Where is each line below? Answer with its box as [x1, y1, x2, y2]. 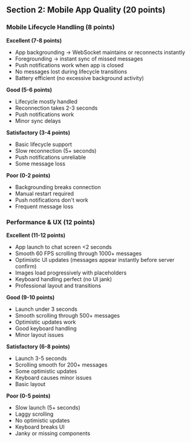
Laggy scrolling [15, 410, 54, 418]
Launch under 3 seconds [15, 305, 77, 313]
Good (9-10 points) [6, 293, 55, 301]
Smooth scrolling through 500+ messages [15, 311, 120, 319]
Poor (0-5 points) [6, 392, 51, 399]
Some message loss [15, 160, 65, 167]
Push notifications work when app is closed [15, 61, 124, 68]
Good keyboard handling [15, 324, 77, 332]
